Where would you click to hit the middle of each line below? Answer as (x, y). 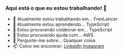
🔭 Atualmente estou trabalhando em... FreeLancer (65, 19)
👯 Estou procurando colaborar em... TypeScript (63, 30)
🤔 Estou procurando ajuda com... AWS (53, 35)
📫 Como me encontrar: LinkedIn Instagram (58, 46)
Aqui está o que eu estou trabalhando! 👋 (56, 8)
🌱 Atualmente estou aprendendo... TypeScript (61, 24)
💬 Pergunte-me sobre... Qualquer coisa (54, 40)
